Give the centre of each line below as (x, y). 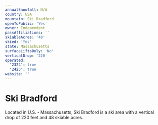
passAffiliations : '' (27, 33)
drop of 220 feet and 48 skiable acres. (44, 117)
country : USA (19, 14)
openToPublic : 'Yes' (26, 23)
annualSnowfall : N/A (26, 10)
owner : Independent (25, 28)
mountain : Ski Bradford (30, 19)
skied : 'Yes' (19, 42)
